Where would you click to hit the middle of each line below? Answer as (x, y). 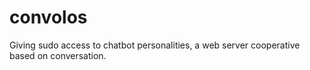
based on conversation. (58, 55)
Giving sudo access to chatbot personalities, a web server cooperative (155, 45)
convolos (48, 17)
